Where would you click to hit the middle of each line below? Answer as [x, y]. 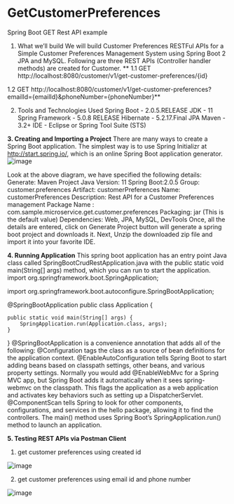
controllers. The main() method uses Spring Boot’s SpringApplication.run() [115, 417]
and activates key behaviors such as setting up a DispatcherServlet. [105, 395]
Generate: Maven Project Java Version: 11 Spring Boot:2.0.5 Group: [104, 182]
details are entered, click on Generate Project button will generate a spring [115, 226]
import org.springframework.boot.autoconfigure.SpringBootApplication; [111, 291]
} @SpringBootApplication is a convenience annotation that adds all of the [114, 343]
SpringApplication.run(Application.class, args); [94, 324]
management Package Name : [51, 204]
